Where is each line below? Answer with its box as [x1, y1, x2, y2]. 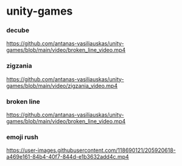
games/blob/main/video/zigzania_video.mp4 [6, 82, 117, 89]
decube [6, 26, 29, 35]
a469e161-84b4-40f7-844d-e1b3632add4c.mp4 [6, 153, 129, 161]
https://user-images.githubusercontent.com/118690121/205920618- [6, 146, 177, 154]
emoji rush [6, 133, 38, 141]
